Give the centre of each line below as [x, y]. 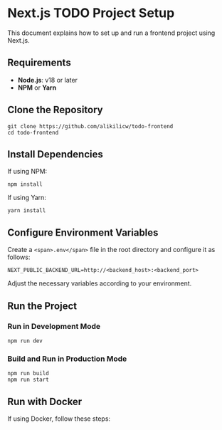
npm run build [28, 374]
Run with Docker [45, 401]
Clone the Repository [55, 110]
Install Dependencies [55, 154]
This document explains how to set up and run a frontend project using [111, 33]
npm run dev [25, 341]
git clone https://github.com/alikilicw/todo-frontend [90, 126]
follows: [19, 257]
